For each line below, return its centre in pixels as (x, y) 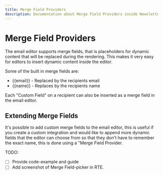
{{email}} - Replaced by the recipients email (56, 81)
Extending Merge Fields (42, 115)
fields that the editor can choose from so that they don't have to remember (80, 138)
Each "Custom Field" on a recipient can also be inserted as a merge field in (80, 95)
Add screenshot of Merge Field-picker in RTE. (58, 167)
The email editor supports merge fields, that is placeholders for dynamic (77, 52)
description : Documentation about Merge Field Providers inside (71, 14)
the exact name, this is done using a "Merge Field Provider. (64, 143)
